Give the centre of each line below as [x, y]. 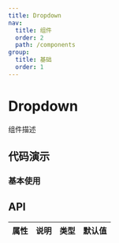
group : [19, 52]
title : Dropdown [35, 15]
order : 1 [30, 67]
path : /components [46, 45]
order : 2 [30, 38]
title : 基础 [34, 60]
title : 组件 [34, 30]
